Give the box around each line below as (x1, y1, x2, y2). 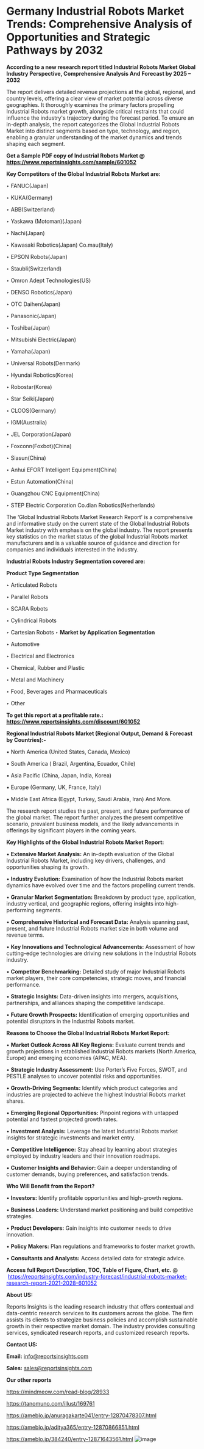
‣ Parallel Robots (6, 593, 49, 600)
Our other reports (6, 1376, 52, 1384)
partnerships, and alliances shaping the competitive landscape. (6, 999, 166, 1006)
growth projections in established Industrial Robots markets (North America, (6, 1047, 197, 1055)
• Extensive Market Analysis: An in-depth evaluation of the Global (6, 850, 174, 857)
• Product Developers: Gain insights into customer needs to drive (6, 1224, 172, 1232)
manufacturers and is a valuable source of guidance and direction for (6, 539, 180, 547)
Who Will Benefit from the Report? (6, 1182, 95, 1189)
